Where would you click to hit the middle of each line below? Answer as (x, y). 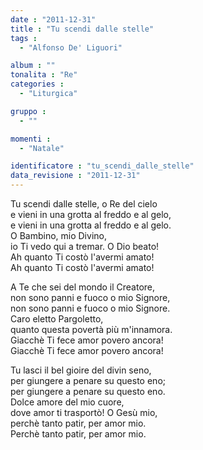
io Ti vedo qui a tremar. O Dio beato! (85, 246)
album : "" (33, 66)
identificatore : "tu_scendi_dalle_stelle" (102, 166)
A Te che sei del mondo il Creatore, (83, 287)
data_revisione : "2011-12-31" (75, 176)
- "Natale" (42, 148)
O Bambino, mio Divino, (58, 235)
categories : (37, 84)
